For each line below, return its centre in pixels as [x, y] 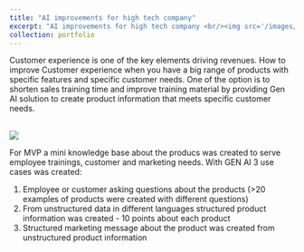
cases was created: [46, 172]
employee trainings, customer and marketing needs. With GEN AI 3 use [142, 162]
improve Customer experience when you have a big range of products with [149, 70]
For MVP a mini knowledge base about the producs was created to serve [145, 153]
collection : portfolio [52, 34]
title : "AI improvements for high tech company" [103, 18]
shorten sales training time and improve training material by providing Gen [147, 89]
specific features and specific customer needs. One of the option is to [140, 80]
